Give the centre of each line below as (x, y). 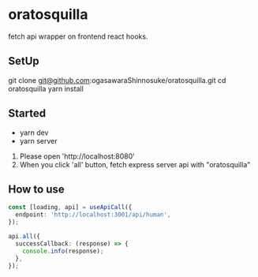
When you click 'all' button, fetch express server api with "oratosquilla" (135, 164)
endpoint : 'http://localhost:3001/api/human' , (93, 215)
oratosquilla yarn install (46, 88)
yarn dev (34, 133)
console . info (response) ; (63, 251)
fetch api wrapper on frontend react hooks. (78, 36)
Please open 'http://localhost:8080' (77, 156)
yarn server (38, 140)
